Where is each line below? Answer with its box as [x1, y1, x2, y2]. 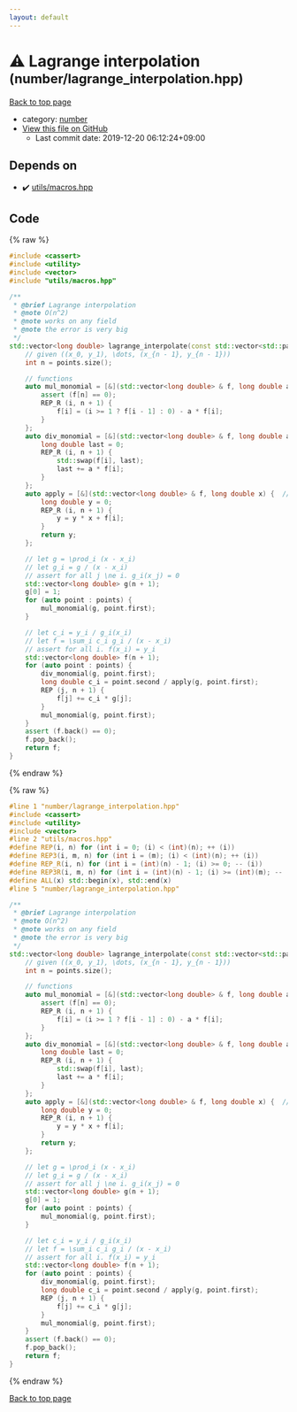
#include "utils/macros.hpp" [9, 276, 117, 285]
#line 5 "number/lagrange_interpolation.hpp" [9, 884, 179, 893]
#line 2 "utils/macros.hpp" [9, 835, 113, 844]
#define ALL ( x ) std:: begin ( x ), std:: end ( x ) [9, 876, 172, 885]
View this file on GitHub [21, 123, 109, 134]
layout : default [9, 12, 69, 22]
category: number [21, 113, 88, 124]
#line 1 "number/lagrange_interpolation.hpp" [9, 802, 179, 811]
